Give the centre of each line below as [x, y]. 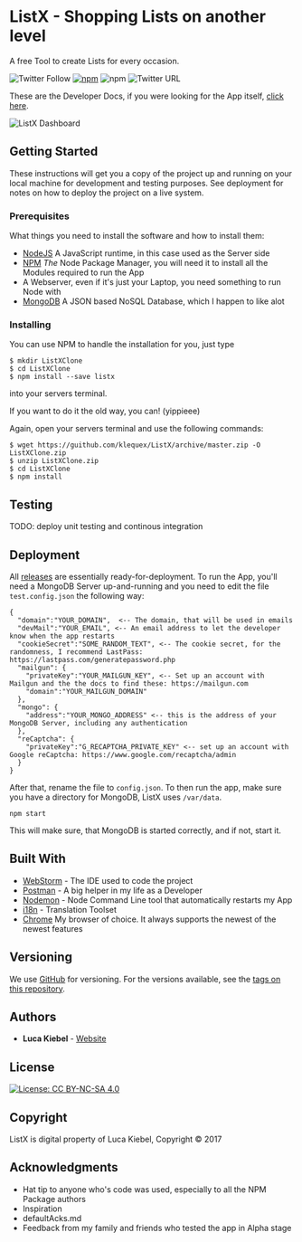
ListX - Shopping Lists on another [138, 17]
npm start [28, 813]
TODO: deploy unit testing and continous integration [106, 526]
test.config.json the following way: [77, 595]
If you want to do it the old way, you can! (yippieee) [105, 411]
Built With [38, 859]
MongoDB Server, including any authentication [99, 723]
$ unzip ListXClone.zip [54, 461]
